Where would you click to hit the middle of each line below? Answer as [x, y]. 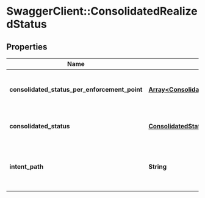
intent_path [27, 167]
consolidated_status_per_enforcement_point [76, 90]
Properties [27, 47]
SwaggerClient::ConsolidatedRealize [102, 11]
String [157, 167]
